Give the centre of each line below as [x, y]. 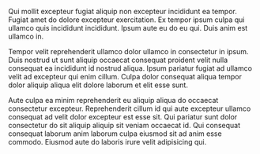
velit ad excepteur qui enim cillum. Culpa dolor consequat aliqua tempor [125, 77]
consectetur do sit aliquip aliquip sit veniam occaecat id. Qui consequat [124, 125]
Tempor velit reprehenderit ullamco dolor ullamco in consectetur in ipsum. [128, 51]
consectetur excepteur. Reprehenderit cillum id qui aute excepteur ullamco [130, 108]
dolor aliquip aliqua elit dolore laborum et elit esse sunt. [98, 85]
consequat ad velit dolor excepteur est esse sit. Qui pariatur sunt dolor [123, 117]
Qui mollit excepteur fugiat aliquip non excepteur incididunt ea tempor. [122, 11]
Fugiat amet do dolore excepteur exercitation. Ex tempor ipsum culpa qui [126, 20]
